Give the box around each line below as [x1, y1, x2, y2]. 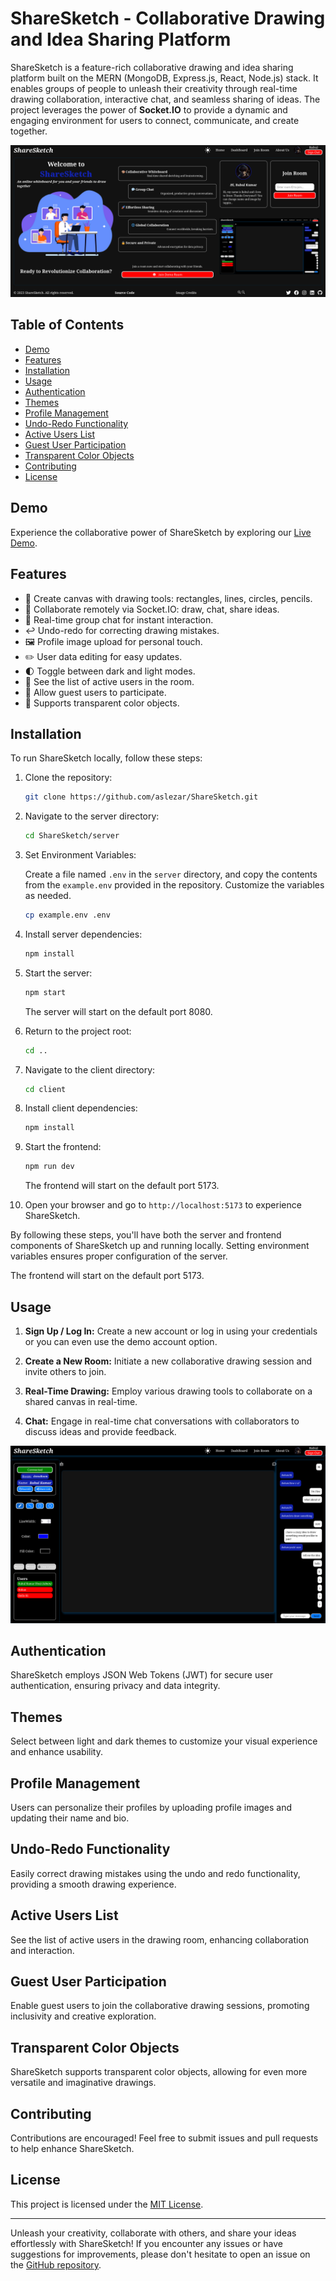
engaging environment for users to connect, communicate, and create [10, 114, 300, 126]
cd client [24, 1084, 67, 1094]
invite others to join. [24, 1366, 107, 1378]
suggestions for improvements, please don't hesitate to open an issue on [10, 2248, 311, 2260]
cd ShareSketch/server [24, 831, 120, 841]
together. [10, 125, 48, 137]
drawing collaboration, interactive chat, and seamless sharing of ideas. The [10, 93, 321, 105]
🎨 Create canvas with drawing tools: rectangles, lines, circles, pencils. [24, 592, 313, 604]
